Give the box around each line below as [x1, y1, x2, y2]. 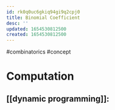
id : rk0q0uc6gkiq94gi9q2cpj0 [6, 9, 80, 15]
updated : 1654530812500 [6, 26, 67, 32]
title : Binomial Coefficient [6, 15, 80, 21]
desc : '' [6, 20, 29, 26]
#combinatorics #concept [6, 48, 71, 55]
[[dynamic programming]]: [6, 94, 110, 104]
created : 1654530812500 [6, 32, 67, 38]
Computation [6, 69, 74, 83]
